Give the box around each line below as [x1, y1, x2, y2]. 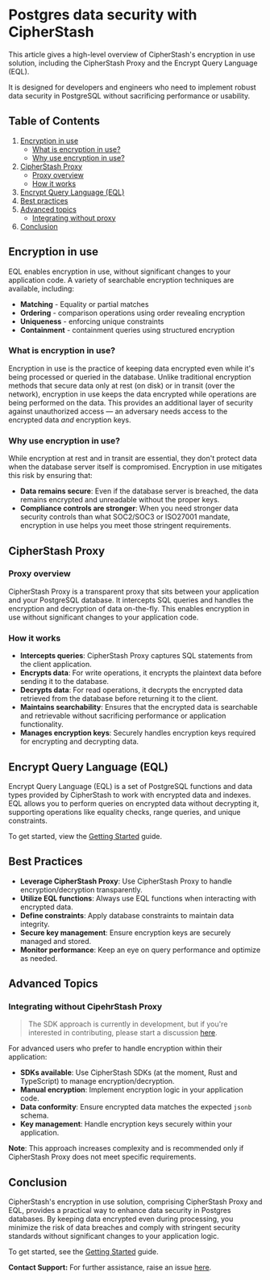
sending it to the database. [19, 677, 110, 686]
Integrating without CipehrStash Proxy [8, 1001, 163, 1013]
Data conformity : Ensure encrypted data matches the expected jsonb [19, 1102, 252, 1112]
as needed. [19, 953, 58, 963]
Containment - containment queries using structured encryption [19, 325, 235, 334]
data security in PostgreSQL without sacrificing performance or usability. [8, 90, 251, 100]
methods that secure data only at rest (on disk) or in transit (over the [8, 380, 235, 390]
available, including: [8, 283, 75, 293]
